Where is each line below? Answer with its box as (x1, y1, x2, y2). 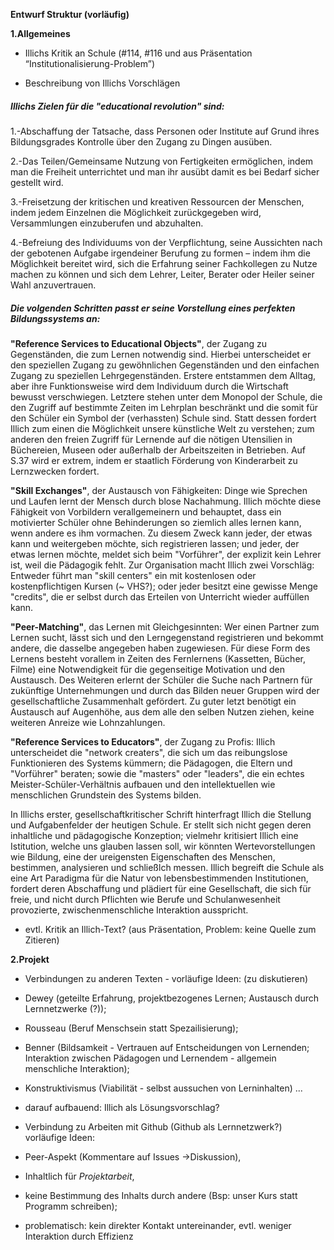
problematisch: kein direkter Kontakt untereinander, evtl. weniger (24, 1219, 292, 1231)
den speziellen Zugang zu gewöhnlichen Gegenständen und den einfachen (10, 359, 320, 371)
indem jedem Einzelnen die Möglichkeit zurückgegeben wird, (10, 206, 262, 218)
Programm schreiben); (24, 1200, 118, 1212)
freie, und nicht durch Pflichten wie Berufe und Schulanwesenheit (10, 893, 281, 905)
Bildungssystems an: (10, 312, 101, 324)
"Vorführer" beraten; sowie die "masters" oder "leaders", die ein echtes (10, 767, 305, 779)
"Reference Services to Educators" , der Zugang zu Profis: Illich (10, 735, 276, 748)
